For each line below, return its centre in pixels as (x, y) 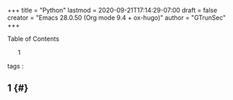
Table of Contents (34, 39)
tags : (16, 66)
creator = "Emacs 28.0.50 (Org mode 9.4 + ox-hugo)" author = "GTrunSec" (116, 18)
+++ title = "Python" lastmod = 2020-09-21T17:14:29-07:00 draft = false (112, 10)
